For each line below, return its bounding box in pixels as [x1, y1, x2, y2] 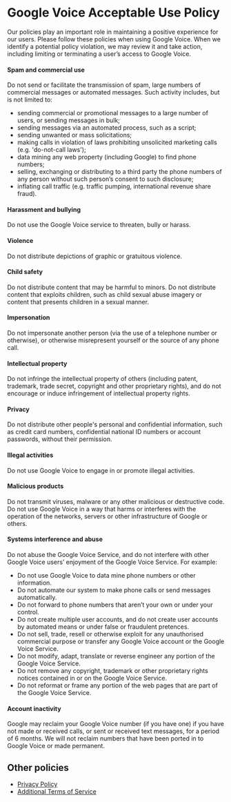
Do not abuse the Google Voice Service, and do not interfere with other [7, 550, 209, 558]
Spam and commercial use [7, 66, 85, 74]
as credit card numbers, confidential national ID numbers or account [7, 428, 201, 436]
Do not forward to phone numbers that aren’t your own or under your [17, 600, 213, 609]
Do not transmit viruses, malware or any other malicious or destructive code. [7, 497, 225, 505]
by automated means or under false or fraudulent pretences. [17, 623, 190, 631]
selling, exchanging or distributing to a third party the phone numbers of [17, 168, 223, 176]
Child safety [7, 268, 43, 276]
